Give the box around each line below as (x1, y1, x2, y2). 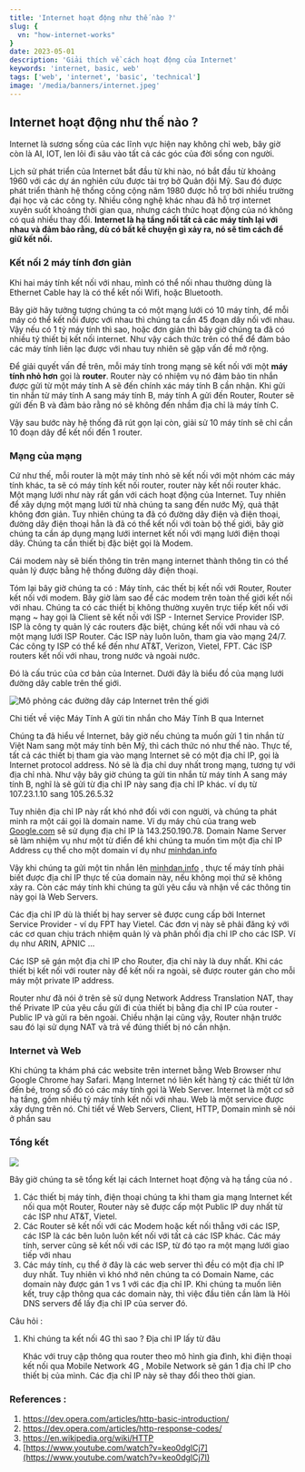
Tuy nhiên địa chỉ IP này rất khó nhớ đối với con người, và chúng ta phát (9, 806, 278, 817)
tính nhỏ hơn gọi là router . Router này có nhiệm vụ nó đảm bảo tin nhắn (9, 370, 279, 381)
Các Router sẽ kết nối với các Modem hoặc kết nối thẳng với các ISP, (22, 1220, 280, 1231)
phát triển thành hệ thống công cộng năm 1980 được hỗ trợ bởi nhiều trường (9, 186, 294, 197)
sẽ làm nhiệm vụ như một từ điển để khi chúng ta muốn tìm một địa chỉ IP (9, 835, 283, 846)
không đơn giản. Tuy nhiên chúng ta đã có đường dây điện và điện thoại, (9, 509, 281, 519)
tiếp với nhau (22, 1249, 72, 1260)
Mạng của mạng (9, 449, 83, 462)
